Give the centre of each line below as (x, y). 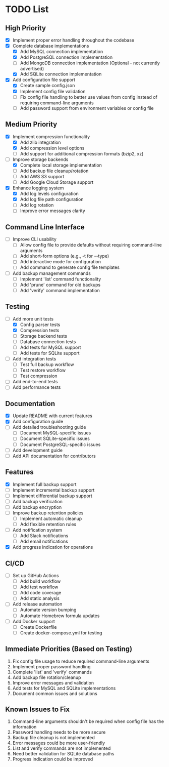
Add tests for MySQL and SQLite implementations (64, 688)
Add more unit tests (33, 319)
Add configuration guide (38, 422)
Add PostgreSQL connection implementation (66, 57)
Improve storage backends (40, 159)
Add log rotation (37, 205)
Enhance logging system (38, 188)
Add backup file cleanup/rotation (54, 171)
